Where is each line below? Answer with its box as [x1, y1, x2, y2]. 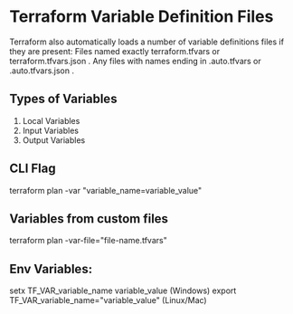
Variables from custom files [9, 211, 169, 226]
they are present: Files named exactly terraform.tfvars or [9, 45, 221, 56]
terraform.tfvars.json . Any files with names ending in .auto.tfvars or [9, 55, 261, 66]
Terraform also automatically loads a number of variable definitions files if [9, 36, 285, 47]
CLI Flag [9, 161, 56, 176]
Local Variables [22, 115, 80, 126]
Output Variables [22, 134, 86, 146]
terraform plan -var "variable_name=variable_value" [9, 185, 203, 195]
